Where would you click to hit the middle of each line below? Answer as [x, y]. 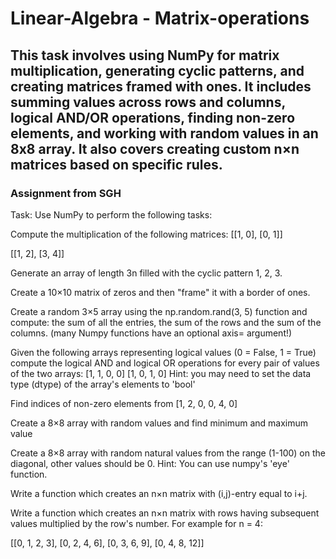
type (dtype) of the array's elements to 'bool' [103, 384]
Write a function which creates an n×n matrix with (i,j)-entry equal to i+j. [159, 493]
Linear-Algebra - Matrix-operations [160, 18]
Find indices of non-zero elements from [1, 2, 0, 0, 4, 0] [124, 403]
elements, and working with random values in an [164, 133]
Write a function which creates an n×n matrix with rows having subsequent [165, 513]
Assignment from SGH [66, 193]
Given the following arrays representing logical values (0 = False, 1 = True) [163, 352]
